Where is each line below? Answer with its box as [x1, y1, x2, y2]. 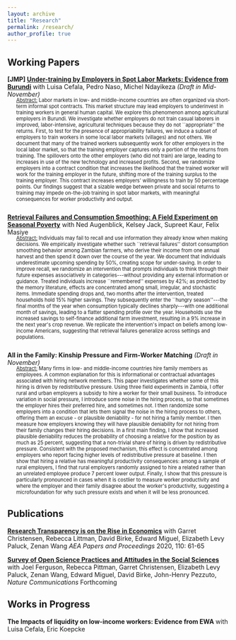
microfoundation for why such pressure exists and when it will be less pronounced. [16, 489, 210, 496]
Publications [7, 508, 64, 520]
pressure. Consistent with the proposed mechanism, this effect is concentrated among [16, 446, 218, 453]
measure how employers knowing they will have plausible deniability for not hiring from [16, 421, 219, 428]
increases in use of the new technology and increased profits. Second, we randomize [16, 158, 216, 166]
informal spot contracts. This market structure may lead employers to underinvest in [28, 103, 224, 110]
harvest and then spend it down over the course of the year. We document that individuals [16, 253, 226, 260]
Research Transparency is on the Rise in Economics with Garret [7, 526, 196, 535]
